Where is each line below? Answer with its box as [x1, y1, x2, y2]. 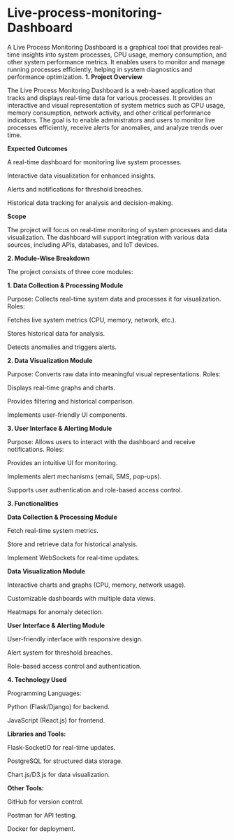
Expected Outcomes [7, 144, 68, 152]
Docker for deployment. [7, 824, 75, 833]
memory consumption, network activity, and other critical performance [7, 108, 212, 117]
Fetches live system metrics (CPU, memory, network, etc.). [7, 315, 177, 324]
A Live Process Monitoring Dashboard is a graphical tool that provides [7, 43, 208, 51]
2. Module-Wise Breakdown [7, 254, 90, 262]
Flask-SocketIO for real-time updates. [7, 743, 116, 751]
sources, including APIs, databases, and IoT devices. [7, 240, 159, 249]
